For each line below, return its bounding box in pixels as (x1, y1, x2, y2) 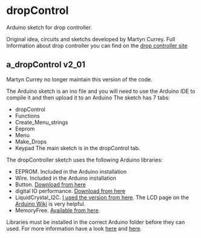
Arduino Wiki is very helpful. (15, 200, 86, 207)
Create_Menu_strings (15, 118, 68, 126)
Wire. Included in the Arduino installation (15, 174, 117, 182)
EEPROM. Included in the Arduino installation (15, 168, 127, 175)
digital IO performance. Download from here (15, 187, 126, 194)
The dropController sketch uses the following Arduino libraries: (6, 156, 163, 163)
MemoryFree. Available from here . (15, 206, 100, 214)
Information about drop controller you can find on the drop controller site (6, 42, 188, 49)
